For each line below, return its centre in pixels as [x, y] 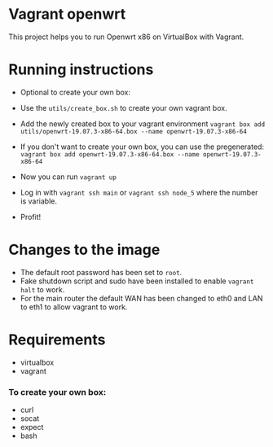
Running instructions [81, 70]
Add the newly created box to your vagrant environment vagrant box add [143, 124]
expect [32, 427]
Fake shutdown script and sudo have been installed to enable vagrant [137, 281]
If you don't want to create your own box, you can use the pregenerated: [142, 147]
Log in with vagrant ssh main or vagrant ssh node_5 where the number [139, 192]
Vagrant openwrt [67, 14]
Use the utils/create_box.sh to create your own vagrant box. [123, 107]
